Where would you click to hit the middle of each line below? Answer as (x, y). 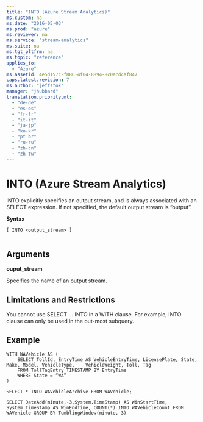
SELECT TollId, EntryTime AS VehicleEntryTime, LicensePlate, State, (108, 359)
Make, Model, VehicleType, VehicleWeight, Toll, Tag (79, 365)
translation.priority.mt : (39, 97)
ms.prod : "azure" (28, 29)
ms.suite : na (23, 46)
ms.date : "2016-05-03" (35, 23)
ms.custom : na (24, 18)
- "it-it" (24, 120)
